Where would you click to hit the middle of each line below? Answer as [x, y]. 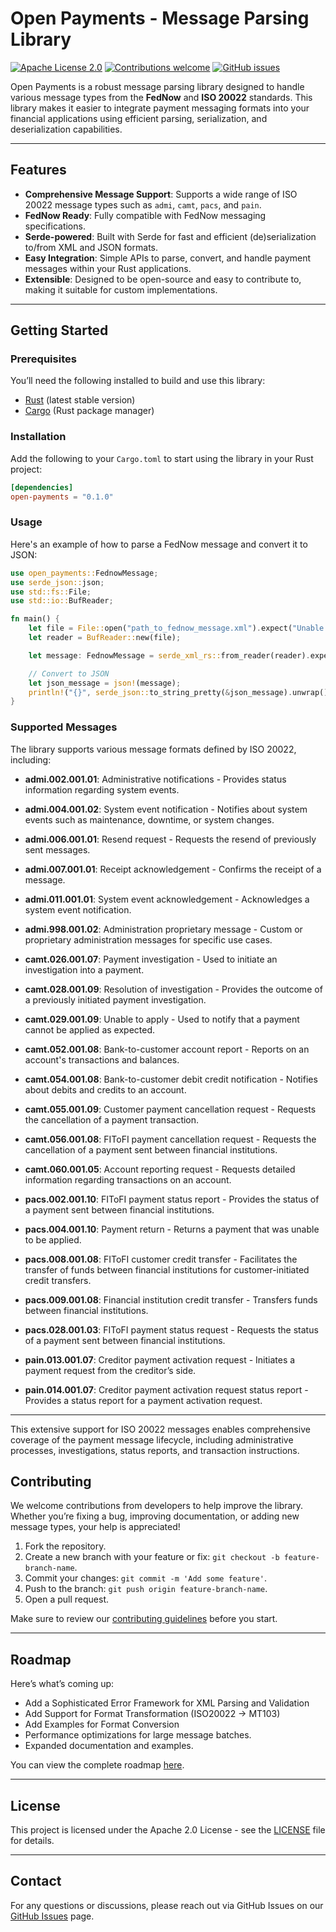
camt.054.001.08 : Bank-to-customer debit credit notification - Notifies [171, 1079]
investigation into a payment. [84, 969]
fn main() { [35, 619]
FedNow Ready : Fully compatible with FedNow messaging [145, 215]
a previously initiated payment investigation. [115, 999]
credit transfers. [58, 1280]
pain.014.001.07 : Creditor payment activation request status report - [166, 1389]
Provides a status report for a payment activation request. [143, 1400]
